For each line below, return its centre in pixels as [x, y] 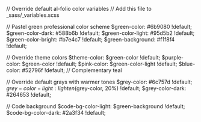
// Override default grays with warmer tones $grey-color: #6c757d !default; [99, 82]
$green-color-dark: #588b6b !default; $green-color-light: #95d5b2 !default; [100, 33]
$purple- [173, 57]
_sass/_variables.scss [33, 15]
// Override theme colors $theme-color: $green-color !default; [83, 57]
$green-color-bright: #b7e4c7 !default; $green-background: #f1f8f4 [91, 39]
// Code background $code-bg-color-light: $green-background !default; [96, 106]
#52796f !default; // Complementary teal [72, 70]
